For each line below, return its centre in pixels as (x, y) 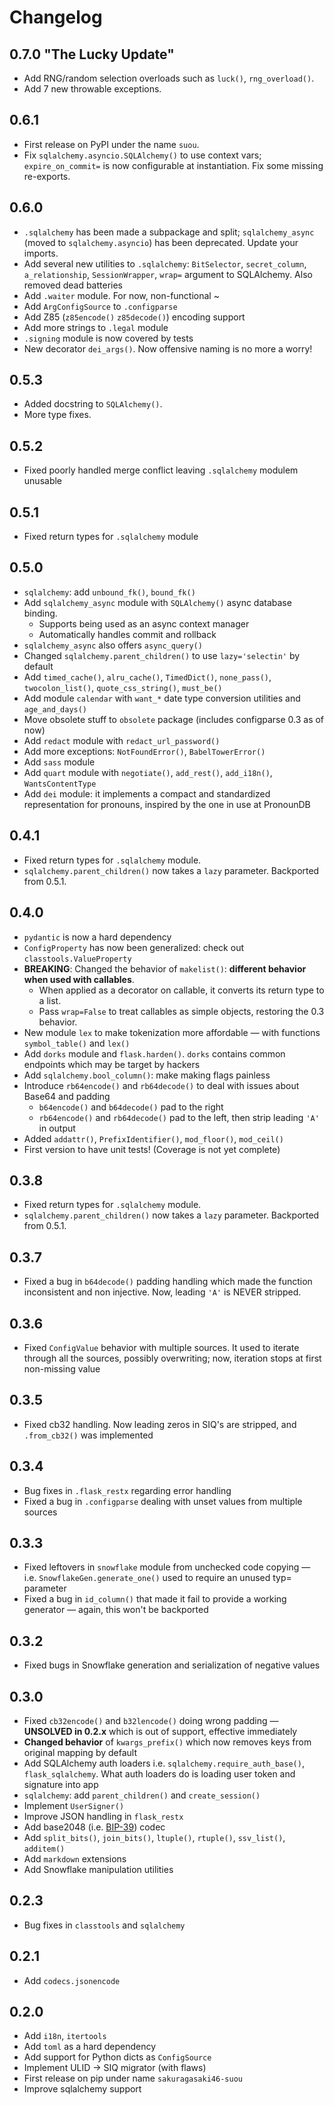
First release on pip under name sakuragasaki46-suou (133, 2078)
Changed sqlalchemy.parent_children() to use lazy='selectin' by (162, 655)
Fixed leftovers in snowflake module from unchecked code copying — (167, 1567)
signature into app (61, 1784)
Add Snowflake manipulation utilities (98, 1869)
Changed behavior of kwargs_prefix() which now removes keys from (167, 1742)
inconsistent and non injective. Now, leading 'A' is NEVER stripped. (162, 1292)
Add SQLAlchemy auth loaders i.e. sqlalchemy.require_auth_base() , (164, 1763)
